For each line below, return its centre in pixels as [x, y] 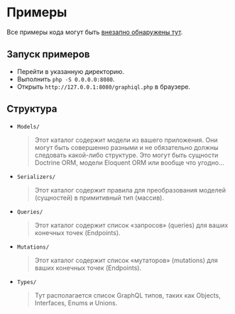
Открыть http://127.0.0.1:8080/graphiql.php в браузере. [104, 87]
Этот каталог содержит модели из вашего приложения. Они [126, 140]
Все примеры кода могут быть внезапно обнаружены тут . [95, 32]
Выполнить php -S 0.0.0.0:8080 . [66, 79]
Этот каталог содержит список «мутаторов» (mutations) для [126, 260]
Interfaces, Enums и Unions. [76, 303]
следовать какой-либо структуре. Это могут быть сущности [126, 155]
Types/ [27, 282]
